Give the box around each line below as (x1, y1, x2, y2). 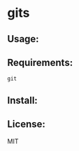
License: (7, 118, 45, 131)
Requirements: (7, 56, 73, 68)
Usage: (7, 33, 40, 45)
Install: (7, 94, 38, 106)
